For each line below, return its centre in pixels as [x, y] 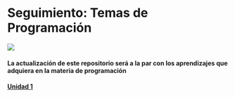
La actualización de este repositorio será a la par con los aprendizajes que [118, 63]
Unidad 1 [20, 86]
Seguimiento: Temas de [78, 13]
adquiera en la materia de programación [67, 70]
